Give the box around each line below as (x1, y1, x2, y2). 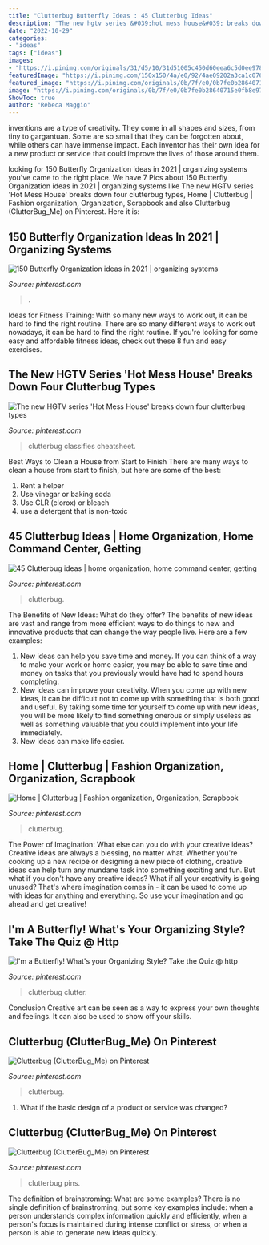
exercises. (8, 344, 42, 354)
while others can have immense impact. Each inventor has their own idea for (8, 140, 260, 150)
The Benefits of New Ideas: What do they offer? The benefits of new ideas (8, 610, 254, 620)
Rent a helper (19, 480, 65, 490)
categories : (8, 34, 48, 42)
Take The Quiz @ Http (8, 935, 120, 948)
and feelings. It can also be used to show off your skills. (8, 1012, 192, 1021)
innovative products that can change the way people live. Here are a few (8, 627, 247, 637)
